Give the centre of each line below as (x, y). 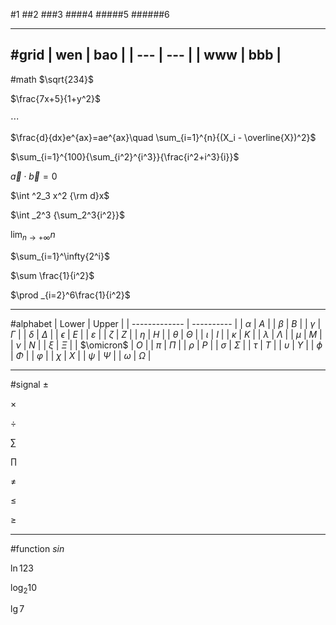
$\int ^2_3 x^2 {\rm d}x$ (60, 195)
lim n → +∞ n (33, 235)
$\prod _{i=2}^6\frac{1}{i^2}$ (70, 295)
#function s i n (37, 548)
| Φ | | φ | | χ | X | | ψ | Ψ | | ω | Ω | (81, 355)
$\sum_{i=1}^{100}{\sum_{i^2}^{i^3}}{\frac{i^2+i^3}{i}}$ (125, 156)
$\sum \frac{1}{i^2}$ (52, 275)
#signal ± (29, 384)
